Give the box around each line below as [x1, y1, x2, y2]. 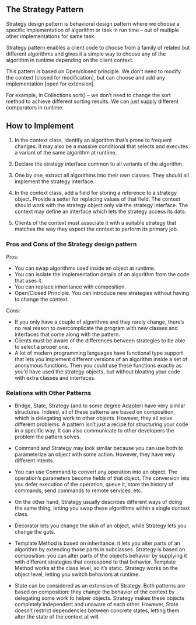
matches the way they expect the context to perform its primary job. [14, 225, 178, 232]
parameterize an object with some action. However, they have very [14, 451, 176, 458]
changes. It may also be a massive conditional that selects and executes [14, 143, 188, 150]
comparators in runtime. [6, 104, 64, 111]
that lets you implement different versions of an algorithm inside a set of [14, 355, 188, 362]
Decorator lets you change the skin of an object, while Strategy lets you [14, 522, 187, 529]
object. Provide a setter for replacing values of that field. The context [14, 195, 181, 202]
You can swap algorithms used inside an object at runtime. [14, 265, 156, 272]
